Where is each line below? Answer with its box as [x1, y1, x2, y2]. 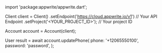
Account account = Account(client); [5, 28, 76, 34]
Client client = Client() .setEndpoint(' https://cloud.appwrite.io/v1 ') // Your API [5, 14, 158, 19]
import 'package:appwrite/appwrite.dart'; [5, 4, 87, 10]
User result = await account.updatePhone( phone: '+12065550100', [5, 37, 139, 43]
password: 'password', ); [5, 43, 54, 48]
